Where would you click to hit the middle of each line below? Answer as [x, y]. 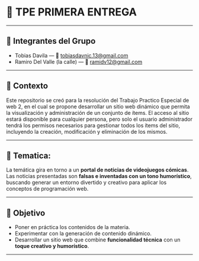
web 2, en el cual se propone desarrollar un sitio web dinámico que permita [98, 107]
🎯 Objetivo [26, 213]
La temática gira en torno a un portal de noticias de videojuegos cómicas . [97, 170]
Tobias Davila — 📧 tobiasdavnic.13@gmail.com [71, 55]
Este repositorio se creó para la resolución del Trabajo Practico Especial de [98, 100]
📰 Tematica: [29, 155]
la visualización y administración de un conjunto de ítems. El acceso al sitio [98, 112]
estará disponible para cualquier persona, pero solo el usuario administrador [99, 119]
